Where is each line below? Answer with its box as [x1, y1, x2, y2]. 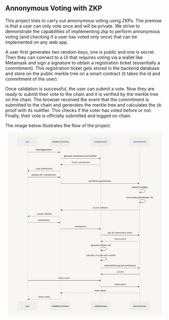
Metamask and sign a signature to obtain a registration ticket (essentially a [5, 59, 160, 65]
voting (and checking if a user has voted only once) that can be [5, 33, 138, 40]
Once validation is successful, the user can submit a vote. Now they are [5, 86, 155, 92]
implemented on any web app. [5, 39, 68, 45]
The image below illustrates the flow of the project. [5, 122, 111, 128]
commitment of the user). [5, 76, 58, 82]
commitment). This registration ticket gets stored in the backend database [5, 65, 160, 71]
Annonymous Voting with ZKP [5, 4, 102, 13]
